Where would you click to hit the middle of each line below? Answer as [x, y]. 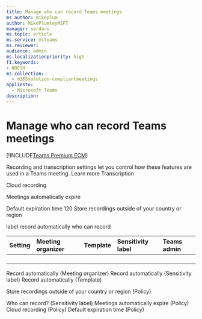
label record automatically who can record [59, 226]
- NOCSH [16, 68]
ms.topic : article [29, 34]
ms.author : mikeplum [32, 17]
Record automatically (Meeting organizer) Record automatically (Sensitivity [99, 273]
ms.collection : [25, 74]
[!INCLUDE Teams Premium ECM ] [47, 155]
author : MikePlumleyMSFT [37, 23]
